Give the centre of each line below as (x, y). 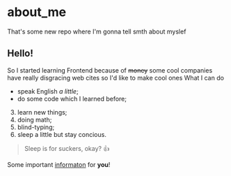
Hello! (20, 53)
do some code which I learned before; (72, 98)
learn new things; (42, 112)
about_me (37, 12)
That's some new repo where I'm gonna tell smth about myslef (97, 31)
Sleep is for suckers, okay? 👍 (67, 148)
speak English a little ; (48, 91)
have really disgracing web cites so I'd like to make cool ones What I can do (116, 78)
